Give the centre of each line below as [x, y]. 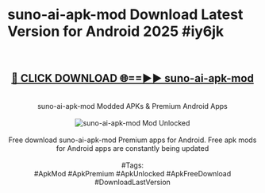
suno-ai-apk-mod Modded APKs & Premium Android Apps [132, 106]
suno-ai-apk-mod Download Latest [125, 15]
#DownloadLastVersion [132, 182]
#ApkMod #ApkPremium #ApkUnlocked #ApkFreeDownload [132, 173]
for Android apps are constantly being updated [132, 148]
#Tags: [132, 165]
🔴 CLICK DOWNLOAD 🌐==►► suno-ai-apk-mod [132, 78]
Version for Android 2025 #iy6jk [116, 31]
